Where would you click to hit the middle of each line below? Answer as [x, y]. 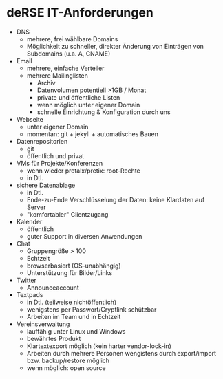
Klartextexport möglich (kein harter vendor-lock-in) [99, 346]
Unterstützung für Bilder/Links [70, 272]
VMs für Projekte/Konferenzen [60, 163]
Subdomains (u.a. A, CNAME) [68, 54]
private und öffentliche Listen [78, 97]
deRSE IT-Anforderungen [80, 13]
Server [36, 207]
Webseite [30, 119]
